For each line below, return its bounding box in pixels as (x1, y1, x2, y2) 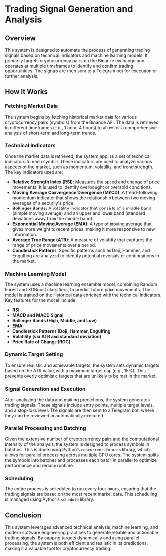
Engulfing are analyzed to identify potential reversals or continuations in (12, 252, 159, 259)
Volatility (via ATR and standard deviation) (12, 334, 102, 340)
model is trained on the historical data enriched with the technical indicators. (5, 292, 162, 298)
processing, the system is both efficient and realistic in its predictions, (5, 540, 148, 546)
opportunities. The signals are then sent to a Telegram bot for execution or (5, 68, 157, 74)
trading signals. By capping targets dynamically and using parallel (5, 535, 140, 541)
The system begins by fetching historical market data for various (5, 114, 137, 120)
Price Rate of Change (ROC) (12, 339, 71, 345)
